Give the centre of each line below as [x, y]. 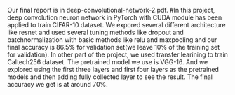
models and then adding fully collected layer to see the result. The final [110, 77]
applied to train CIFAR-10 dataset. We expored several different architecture [116, 25]
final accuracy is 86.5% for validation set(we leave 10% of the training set [114, 47]
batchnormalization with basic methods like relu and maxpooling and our [112, 40]
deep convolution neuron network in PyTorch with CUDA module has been [115, 17]
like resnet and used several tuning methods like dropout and [95, 32]
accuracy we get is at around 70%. [58, 84]
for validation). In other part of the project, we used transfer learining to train [117, 54]
